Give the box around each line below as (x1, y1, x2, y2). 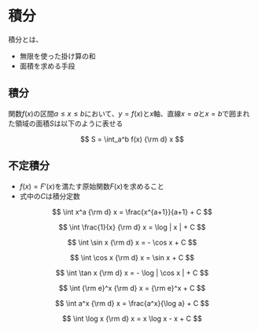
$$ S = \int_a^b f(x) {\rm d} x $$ (79, 134, 185, 144)
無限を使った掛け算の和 (19, 51, 96, 61)
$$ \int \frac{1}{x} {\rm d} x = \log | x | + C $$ (58, 222, 206, 232)
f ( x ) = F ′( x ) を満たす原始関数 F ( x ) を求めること (19, 182, 164, 191)
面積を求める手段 (19, 61, 76, 71)
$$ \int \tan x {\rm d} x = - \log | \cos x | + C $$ (55, 268, 209, 278)
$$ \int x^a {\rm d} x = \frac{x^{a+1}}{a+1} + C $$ (52, 207, 212, 216)
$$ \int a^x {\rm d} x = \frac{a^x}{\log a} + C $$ (54, 298, 210, 307)
